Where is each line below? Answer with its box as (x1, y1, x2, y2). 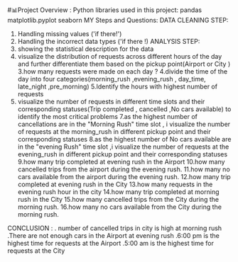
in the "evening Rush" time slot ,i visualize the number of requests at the (17, 142, 229, 151)
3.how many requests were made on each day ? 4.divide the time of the (17, 67, 228, 76)
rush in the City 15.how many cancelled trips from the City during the (17, 195, 219, 203)
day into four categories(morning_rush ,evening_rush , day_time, (17, 75, 206, 83)
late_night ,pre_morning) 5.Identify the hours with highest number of (17, 82, 218, 91)
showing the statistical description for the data (17, 45, 154, 53)
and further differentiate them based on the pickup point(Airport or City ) (17, 59, 231, 68)
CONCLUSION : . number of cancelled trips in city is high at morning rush (7, 224, 222, 232)
